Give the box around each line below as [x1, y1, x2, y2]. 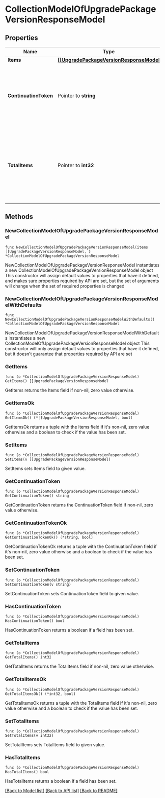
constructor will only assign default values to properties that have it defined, [5, 345, 159, 351]
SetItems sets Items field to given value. [5, 465, 86, 472]
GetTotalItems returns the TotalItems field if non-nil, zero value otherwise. [5, 663, 154, 669]
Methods [5, 213, 33, 221]
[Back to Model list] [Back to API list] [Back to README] [5, 788, 118, 794]
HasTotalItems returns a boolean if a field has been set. [5, 778, 117, 784]
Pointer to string [57, 92, 96, 99]
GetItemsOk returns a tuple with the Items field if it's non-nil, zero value [5, 424, 150, 430]
